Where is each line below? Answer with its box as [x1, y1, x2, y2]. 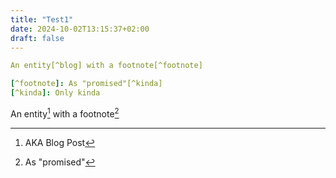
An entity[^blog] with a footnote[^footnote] [10, 61, 203, 71]
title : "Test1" [10, 14, 74, 25]
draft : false [10, 33, 65, 43]
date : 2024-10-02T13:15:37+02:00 [10, 24, 150, 34]
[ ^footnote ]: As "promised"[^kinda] [10, 79, 163, 89]
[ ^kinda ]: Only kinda [10, 88, 101, 98]
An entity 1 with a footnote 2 [10, 106, 120, 120]
